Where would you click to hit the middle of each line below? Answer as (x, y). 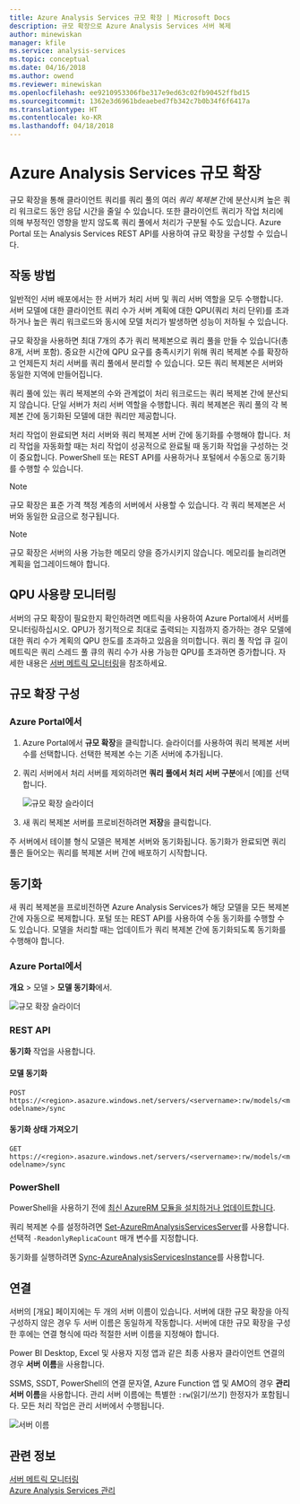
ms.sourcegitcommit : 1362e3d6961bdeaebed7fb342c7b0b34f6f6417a (130, 101)
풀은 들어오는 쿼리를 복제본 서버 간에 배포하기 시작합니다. (108, 853)
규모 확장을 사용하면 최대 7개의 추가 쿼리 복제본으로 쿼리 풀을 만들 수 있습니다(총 (149, 340)
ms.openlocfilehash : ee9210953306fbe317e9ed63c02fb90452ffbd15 (130, 92)
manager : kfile (38, 43)
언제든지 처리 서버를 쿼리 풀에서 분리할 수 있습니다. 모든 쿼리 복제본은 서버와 (151, 363)
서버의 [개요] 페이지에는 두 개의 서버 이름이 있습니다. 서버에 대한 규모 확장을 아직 (149, 1312)
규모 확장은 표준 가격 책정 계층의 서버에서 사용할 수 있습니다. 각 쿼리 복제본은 (143, 504)
